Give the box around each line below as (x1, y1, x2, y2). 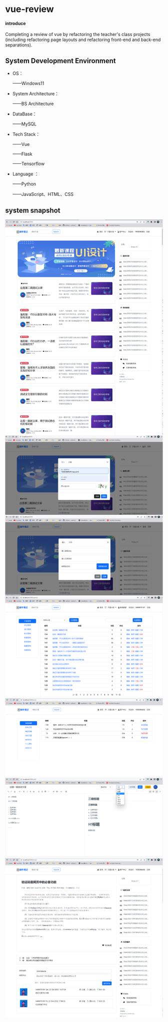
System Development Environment (5, 56, 116, 65)
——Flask (12, 151, 32, 157)
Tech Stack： (12, 131, 40, 137)
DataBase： (12, 111, 37, 117)
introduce (5, 20, 26, 26)
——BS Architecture (12, 101, 54, 107)
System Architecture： (12, 91, 59, 97)
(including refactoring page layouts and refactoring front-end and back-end (5, 36, 161, 43)
